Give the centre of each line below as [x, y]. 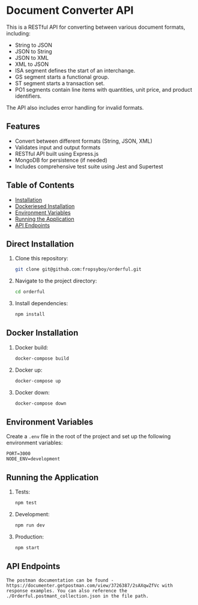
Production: [29, 537]
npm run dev [30, 525]
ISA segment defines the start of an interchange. [75, 70]
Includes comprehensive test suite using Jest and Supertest [89, 166]
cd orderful [30, 292]
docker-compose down [40, 403]
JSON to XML [32, 58]
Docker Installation [42, 333]
